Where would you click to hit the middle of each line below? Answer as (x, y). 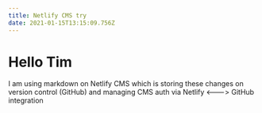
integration (26, 100)
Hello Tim (40, 62)
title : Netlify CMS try (48, 15)
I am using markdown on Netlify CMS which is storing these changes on (126, 84)
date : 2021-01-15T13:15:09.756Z (62, 23)
